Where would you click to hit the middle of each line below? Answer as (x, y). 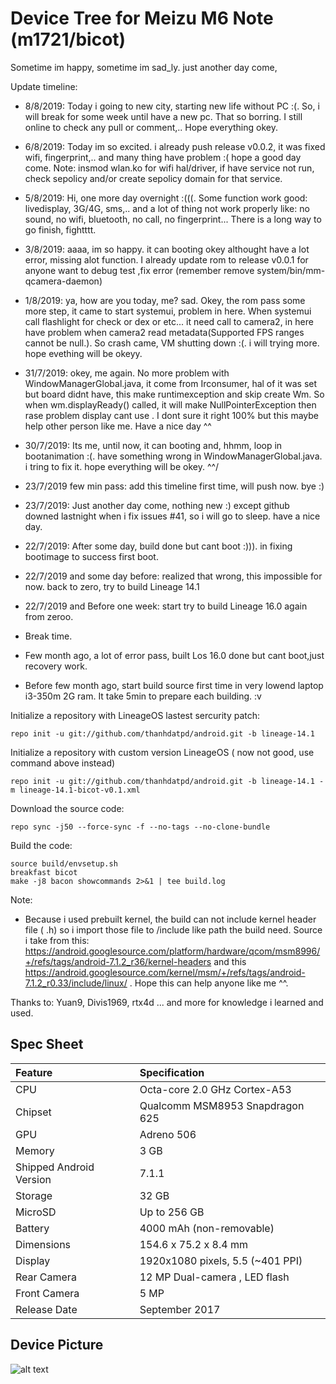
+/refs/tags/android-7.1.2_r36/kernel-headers (118, 961)
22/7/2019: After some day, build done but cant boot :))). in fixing (158, 546)
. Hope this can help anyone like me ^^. (209, 983)
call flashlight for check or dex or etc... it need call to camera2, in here (169, 321)
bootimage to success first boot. (91, 556)
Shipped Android (55, 1167)
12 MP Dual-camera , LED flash (214, 1277)
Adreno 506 (168, 1134)
